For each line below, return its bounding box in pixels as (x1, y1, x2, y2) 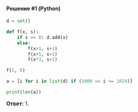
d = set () (6, 18, 31, 24)
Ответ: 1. (6, 99, 29, 107)
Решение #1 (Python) (6, 5, 61, 12)
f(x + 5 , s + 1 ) (28, 51, 58, 57)
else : (17, 40, 31, 46)
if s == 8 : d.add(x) (17, 34, 68, 40)
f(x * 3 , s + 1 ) (28, 57, 58, 63)
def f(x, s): (6, 29, 39, 35)
